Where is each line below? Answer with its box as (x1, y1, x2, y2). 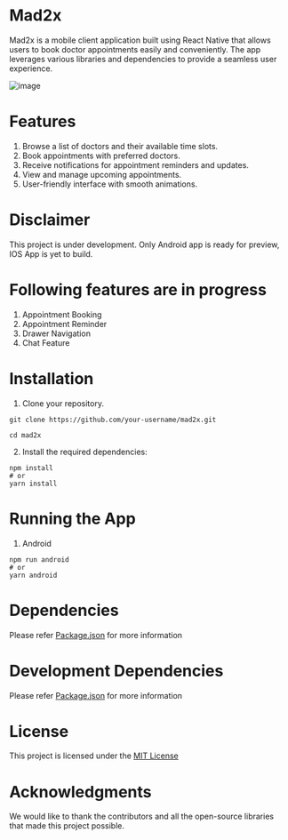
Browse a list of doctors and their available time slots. (21, 140, 219, 151)
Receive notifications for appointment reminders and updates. (21, 159, 249, 170)
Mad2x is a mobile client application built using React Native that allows (9, 35, 271, 45)
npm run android (9, 555, 69, 564)
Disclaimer (9, 210, 91, 230)
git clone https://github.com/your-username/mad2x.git (9, 415, 217, 424)
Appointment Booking (21, 308, 102, 320)
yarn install (9, 479, 58, 488)
